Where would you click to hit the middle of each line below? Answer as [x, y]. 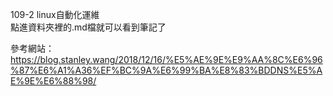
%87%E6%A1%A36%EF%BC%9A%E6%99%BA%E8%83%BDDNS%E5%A [166, 70]
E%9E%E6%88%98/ [53, 81]
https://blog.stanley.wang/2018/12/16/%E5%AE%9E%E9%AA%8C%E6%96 [166, 59]
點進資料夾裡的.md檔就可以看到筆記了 [88, 27]
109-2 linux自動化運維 [55, 14]
